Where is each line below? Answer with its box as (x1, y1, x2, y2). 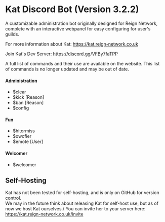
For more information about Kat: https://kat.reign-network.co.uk (5, 41, 138, 47)
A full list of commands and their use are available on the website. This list (5, 60, 160, 66)
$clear (12, 89, 26, 95)
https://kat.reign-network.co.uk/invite (5, 211, 84, 217)
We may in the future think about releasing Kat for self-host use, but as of (5, 200, 158, 206)
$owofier (12, 133, 32, 139)
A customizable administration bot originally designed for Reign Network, (5, 20, 158, 26)
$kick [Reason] (12, 94, 45, 100)
